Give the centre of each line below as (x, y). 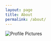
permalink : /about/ (26, 19)
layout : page (19, 10)
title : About (19, 15)
